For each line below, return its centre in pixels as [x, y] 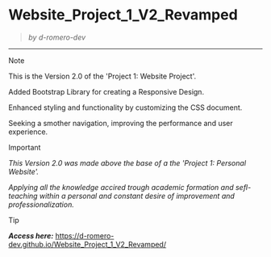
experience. [28, 132]
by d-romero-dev [57, 37]
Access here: [31, 235]
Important [25, 147]
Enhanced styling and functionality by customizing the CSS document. [125, 107]
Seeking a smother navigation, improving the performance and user [121, 123]
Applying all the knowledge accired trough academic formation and [121, 187]
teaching [23, 196]
